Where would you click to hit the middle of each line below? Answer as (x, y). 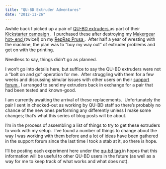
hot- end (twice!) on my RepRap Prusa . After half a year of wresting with (80, 39)
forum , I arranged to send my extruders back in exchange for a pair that (79, 84)
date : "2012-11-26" (25, 14)
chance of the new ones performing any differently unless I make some (78, 110)
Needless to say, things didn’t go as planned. (51, 59)
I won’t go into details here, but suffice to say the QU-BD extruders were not (83, 69)
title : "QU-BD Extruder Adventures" (43, 10)
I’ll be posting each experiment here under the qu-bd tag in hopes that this (81, 151)
